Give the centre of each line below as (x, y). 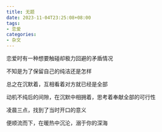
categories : (21, 35)
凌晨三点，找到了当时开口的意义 (46, 110)
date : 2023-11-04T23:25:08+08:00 (49, 18)
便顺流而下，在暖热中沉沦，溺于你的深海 (57, 123)
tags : (13, 23)
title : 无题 (20, 12)
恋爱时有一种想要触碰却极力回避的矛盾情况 (60, 58)
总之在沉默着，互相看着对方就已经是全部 (57, 84)
